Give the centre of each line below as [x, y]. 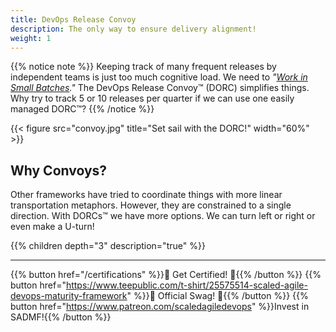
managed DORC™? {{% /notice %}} [82, 109]
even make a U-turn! [52, 227]
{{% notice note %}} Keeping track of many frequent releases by [143, 67]
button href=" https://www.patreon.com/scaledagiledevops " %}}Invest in [160, 307]
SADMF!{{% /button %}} [61, 317]
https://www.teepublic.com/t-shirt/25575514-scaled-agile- [186, 285]
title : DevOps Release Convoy [73, 19]
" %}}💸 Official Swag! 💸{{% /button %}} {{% [217, 296]
